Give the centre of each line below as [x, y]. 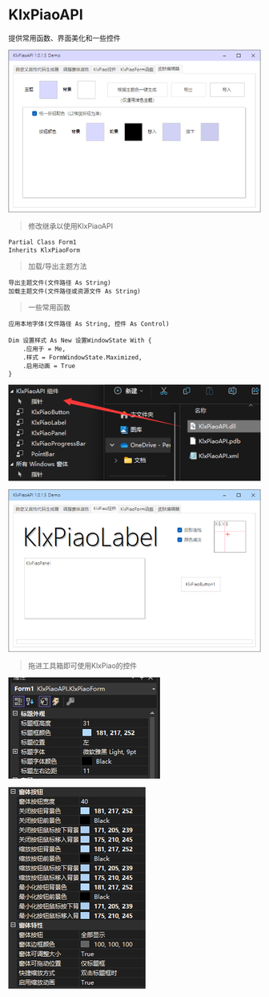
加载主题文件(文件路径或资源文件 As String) [75, 291]
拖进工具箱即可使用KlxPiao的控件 [82, 666]
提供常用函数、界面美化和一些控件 [64, 38]
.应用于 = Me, [44, 349]
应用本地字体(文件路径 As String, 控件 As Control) [89, 324]
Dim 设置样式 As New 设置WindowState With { [80, 340]
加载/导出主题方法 [57, 265]
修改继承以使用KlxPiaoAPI [70, 225]
